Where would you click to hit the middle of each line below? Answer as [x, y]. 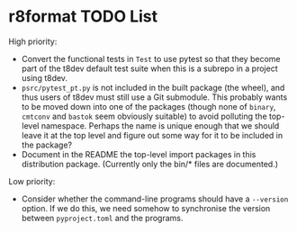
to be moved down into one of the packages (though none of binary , [148, 106]
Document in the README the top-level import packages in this [139, 154]
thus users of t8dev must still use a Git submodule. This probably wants [154, 97]
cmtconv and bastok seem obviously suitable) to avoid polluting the [144, 116]
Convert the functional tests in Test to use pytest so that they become [151, 58]
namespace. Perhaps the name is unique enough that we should [160, 125]
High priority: [33, 41]
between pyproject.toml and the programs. [102, 218]
